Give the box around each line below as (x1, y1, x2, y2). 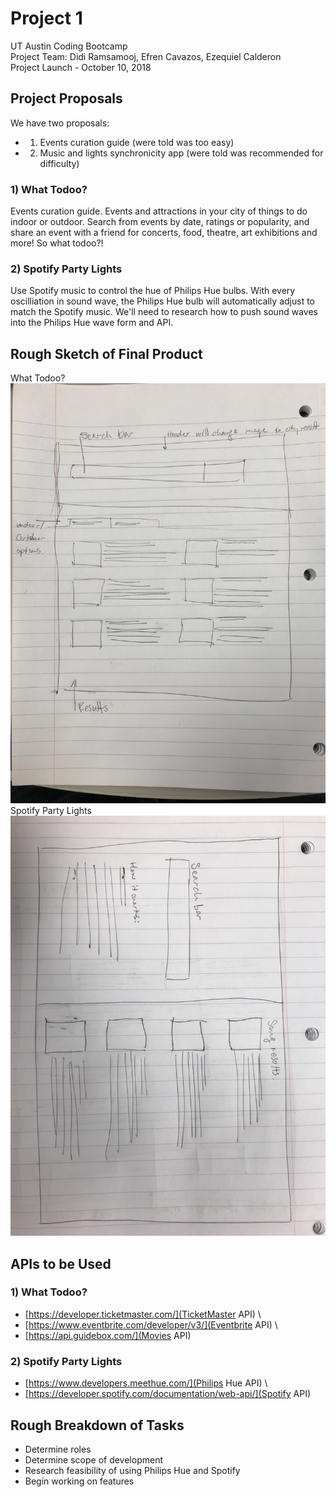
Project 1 (10, 7, 83, 30)
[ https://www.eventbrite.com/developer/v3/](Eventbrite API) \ (24, 1318, 278, 1331)
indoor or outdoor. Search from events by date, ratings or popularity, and (10, 216, 310, 228)
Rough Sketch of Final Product (10, 345, 203, 362)
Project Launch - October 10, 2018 (10, 61, 152, 73)
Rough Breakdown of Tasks (10, 1417, 185, 1434)
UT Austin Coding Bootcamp (10, 40, 128, 52)
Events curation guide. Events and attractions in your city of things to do (10, 205, 308, 217)
